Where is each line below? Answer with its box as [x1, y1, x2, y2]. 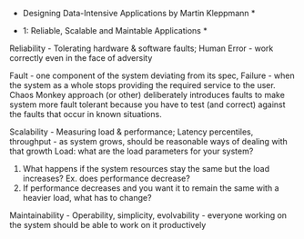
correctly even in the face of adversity [9, 53, 153, 63]
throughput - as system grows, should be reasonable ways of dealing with [9, 136, 289, 146]
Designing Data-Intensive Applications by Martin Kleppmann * [22, 8, 256, 18]
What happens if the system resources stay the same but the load [22, 164, 270, 174]
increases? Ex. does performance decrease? [22, 173, 191, 184]
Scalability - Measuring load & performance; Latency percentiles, [9, 126, 254, 137]
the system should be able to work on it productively [9, 220, 207, 230]
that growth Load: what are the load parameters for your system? [9, 145, 254, 156]
